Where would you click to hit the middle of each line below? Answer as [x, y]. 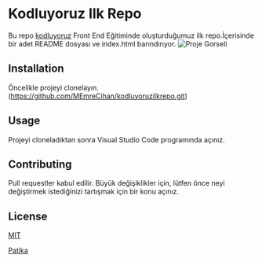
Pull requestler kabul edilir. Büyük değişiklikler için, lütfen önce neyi [116, 183]
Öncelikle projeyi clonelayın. [54, 87]
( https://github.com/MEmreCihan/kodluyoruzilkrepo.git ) [98, 96]
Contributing [40, 164]
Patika [18, 251]
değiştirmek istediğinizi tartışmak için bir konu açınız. [93, 192]
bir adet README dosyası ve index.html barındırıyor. [92, 43]
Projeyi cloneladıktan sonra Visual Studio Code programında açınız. [116, 139]
